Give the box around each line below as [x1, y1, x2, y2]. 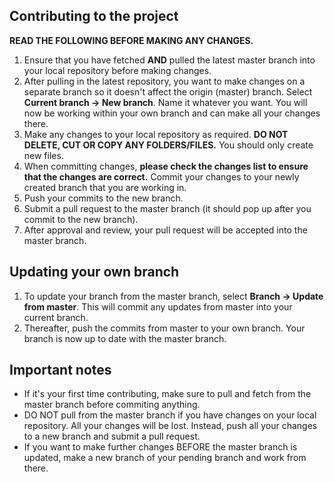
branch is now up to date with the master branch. [23, 332, 227, 344]
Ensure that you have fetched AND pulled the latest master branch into [23, 54, 316, 66]
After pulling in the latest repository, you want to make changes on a [23, 75, 306, 87]
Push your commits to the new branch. [23, 192, 184, 204]
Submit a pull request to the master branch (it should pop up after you [23, 202, 312, 214]
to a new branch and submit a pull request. [23, 430, 201, 443]
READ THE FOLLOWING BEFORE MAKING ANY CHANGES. [9, 34, 254, 46]
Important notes [9, 362, 112, 379]
